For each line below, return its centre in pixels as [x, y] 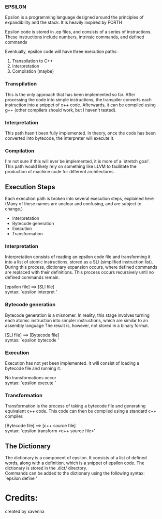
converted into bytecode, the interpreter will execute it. [60, 138]
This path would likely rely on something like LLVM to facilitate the [71, 166]
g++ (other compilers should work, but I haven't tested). [61, 110]
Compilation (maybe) [33, 71]
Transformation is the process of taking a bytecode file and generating [75, 406]
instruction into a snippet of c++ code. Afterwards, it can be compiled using [80, 105]
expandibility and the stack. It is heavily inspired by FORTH [64, 22]
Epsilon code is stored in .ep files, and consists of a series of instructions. [78, 32]
